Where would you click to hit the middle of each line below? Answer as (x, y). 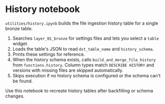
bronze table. (19, 28)
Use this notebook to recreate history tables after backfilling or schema (79, 90)
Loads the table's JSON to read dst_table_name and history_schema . (83, 49)
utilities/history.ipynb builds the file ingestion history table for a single (82, 23)
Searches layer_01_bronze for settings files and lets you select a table (86, 38)
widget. (20, 43)
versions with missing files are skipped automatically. (68, 70)
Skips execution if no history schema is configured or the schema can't (87, 75)
